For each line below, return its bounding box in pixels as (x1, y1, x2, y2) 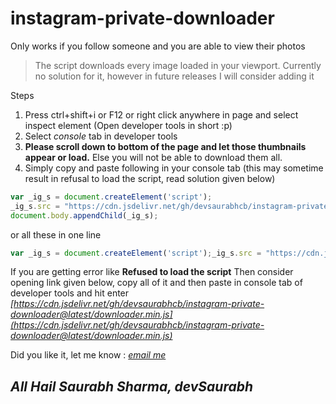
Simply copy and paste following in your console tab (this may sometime (24, 162, 324, 174)
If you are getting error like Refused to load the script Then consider (10, 266, 294, 278)
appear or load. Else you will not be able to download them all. (24, 151, 283, 163)
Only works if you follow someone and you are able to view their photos (10, 40, 306, 52)
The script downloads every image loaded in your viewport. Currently (34, 59, 322, 71)
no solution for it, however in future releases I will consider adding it (34, 70, 315, 82)
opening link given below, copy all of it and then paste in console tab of (10, 277, 303, 289)
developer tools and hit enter (10, 287, 130, 299)
